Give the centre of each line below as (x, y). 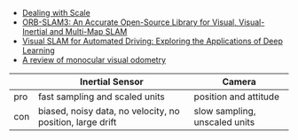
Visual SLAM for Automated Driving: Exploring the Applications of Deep (153, 41)
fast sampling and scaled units (102, 97)
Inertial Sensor (111, 82)
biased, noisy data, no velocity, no (109, 111)
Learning (38, 51)
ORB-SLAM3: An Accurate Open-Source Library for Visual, (129, 22)
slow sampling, (225, 111)
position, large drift (78, 122)
